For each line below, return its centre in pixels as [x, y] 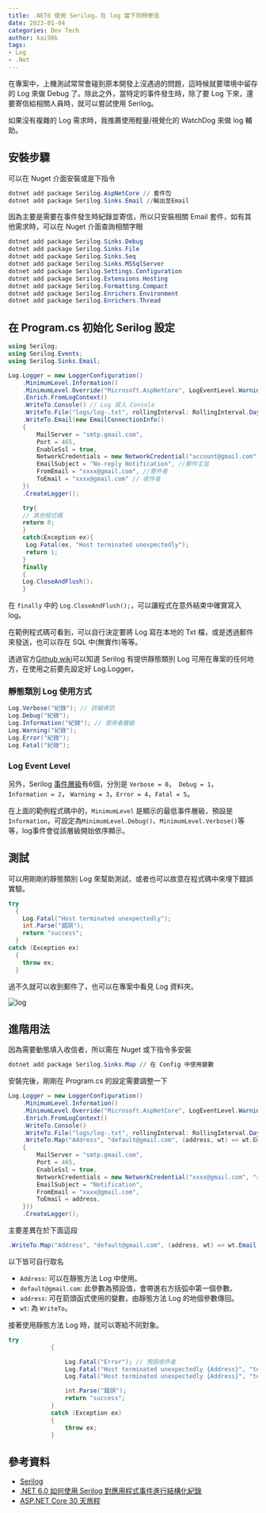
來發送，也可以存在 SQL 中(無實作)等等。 [75, 642]
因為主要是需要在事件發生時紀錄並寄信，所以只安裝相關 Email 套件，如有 [127, 217]
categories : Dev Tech [44, 30]
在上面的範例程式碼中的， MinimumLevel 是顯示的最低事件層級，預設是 [121, 810]
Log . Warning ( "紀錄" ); [43, 731]
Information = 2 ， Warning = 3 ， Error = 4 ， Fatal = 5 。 [101, 793]
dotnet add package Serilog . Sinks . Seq [72, 257]
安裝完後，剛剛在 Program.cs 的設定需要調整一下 [88, 1081]
